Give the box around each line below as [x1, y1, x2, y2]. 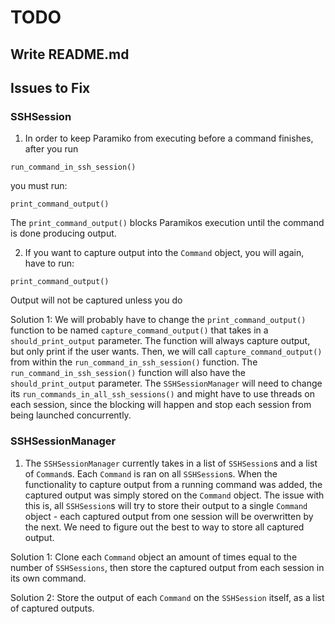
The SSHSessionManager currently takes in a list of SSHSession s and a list [24, 457, 318, 469]
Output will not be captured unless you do [10, 294, 183, 306]
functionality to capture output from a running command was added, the [24, 478, 323, 490]
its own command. [10, 572, 87, 584]
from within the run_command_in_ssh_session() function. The [10, 356, 258, 368]
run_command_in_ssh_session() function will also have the [10, 367, 246, 379]
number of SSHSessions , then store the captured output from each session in [10, 561, 325, 573]
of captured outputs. [10, 602, 95, 614]
